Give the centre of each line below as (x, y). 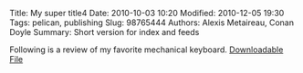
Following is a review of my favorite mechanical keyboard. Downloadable (146, 50)
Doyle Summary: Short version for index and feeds (104, 32)
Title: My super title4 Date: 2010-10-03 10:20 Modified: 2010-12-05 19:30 (147, 13)
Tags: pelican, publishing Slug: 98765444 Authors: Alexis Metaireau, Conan (152, 23)
